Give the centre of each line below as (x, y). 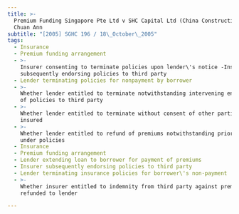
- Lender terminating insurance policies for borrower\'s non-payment (121, 173)
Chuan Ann (28, 27)
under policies (43, 140)
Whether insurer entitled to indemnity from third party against (119, 186)
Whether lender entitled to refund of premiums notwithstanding (117, 133)
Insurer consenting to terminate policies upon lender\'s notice (119, 67)
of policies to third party (62, 101)
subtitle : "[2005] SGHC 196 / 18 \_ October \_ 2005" (83, 34)
